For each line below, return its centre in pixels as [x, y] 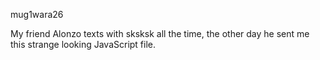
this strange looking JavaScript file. [83, 44]
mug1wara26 [37, 14]
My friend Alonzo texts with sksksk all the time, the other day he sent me [160, 33]
